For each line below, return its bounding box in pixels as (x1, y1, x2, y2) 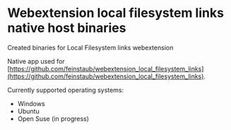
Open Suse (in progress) (17, 114, 90, 123)
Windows (17, 99, 45, 107)
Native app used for (7, 57, 65, 65)
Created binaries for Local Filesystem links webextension (7, 43, 174, 52)
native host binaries (7, 20, 126, 36)
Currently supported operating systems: (7, 85, 124, 94)
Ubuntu (17, 107, 40, 115)
